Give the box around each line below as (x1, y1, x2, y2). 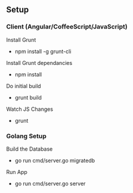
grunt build (14, 94, 42, 101)
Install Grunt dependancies (6, 59, 73, 66)
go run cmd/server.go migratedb (14, 157, 95, 164)
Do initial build (6, 82, 41, 89)
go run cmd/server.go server (14, 180, 86, 187)
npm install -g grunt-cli (14, 48, 72, 55)
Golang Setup (6, 132, 47, 140)
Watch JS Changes (6, 105, 54, 113)
